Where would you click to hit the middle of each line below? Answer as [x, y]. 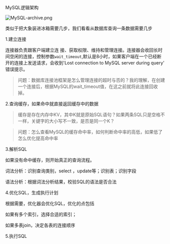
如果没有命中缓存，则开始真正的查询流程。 [50, 160]
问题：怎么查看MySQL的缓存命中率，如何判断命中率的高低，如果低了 [90, 132]
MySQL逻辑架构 [22, 7]
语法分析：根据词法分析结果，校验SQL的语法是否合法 [61, 182]
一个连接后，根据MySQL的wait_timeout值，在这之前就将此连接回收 [88, 86]
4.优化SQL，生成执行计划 [32, 193]
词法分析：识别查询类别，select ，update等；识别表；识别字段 [71, 171]
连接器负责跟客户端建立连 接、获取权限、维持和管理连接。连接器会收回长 [82, 50]
